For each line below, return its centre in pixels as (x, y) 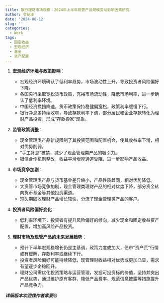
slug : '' (14, 24)
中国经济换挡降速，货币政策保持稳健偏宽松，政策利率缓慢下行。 (85, 107)
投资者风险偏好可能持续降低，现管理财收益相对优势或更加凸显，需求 (89, 260)
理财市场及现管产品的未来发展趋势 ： (49, 237)
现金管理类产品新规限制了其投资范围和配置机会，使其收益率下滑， (87, 140)
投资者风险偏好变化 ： (34, 210)
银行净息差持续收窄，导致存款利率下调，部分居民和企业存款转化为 (87, 113)
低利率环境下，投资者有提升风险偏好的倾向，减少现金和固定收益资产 (89, 220)
